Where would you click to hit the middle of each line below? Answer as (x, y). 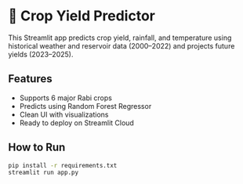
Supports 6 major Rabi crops (65, 98)
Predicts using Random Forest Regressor (85, 106)
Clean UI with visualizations (64, 114)
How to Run (37, 148)
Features (30, 79)
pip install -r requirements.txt (63, 165)
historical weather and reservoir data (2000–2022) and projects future (121, 45)
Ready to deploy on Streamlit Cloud (77, 123)
